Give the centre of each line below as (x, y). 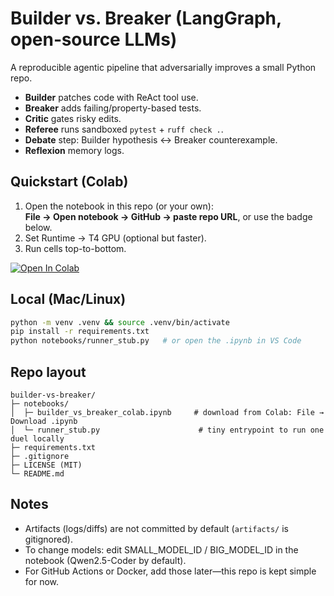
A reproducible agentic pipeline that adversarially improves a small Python (163, 67)
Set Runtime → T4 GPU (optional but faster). (115, 238)
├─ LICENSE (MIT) (46, 465)
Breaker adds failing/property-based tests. (113, 108)
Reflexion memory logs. (74, 150)
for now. (42, 581)
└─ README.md (37, 474)
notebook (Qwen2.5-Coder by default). (105, 560)
